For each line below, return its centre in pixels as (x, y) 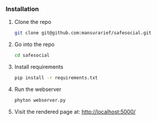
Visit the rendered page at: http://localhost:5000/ (75, 111)
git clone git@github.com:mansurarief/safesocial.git (83, 33)
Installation (22, 9)
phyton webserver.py (40, 100)
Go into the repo (34, 44)
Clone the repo (33, 22)
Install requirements (39, 67)
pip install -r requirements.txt (56, 78)
